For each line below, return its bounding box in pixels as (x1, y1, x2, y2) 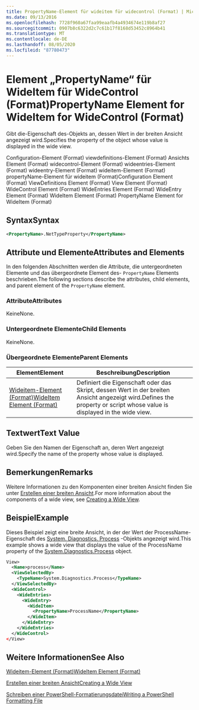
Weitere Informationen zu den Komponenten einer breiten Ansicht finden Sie (6, 483, 192, 490)
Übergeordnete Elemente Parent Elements (6, 353, 129, 361)
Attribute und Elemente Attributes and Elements (6, 247, 185, 258)
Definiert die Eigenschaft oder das (76, 378, 172, 387)
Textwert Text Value (6, 428, 80, 438)
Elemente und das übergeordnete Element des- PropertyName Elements (6, 269, 179, 277)
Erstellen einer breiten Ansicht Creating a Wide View (6, 679, 132, 687)
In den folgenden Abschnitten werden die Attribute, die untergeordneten (6, 263, 182, 270)
